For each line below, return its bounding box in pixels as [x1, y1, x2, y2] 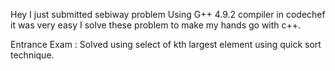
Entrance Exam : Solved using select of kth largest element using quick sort [10, 39, 322, 50]
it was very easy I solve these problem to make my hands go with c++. [10, 19, 302, 31]
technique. [10, 49, 55, 61]
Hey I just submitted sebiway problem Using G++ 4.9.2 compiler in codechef [10, 9, 326, 20]
